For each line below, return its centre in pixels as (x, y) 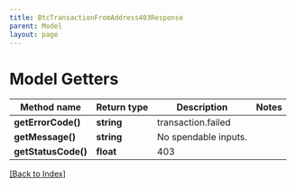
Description (202, 107)
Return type (122, 107)
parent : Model (36, 26)
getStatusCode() (51, 152)
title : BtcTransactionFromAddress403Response (96, 18)
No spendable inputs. (202, 138)
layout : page (34, 34)
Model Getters (64, 79)
